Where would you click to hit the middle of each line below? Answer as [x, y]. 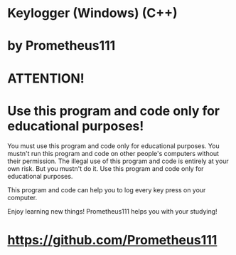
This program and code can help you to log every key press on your [107, 189]
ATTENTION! [46, 78]
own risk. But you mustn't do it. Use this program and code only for [106, 168]
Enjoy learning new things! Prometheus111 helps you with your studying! [113, 211]
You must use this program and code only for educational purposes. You [113, 146]
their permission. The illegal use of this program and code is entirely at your [118, 161]
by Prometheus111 [61, 46]
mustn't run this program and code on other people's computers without [113, 153]
